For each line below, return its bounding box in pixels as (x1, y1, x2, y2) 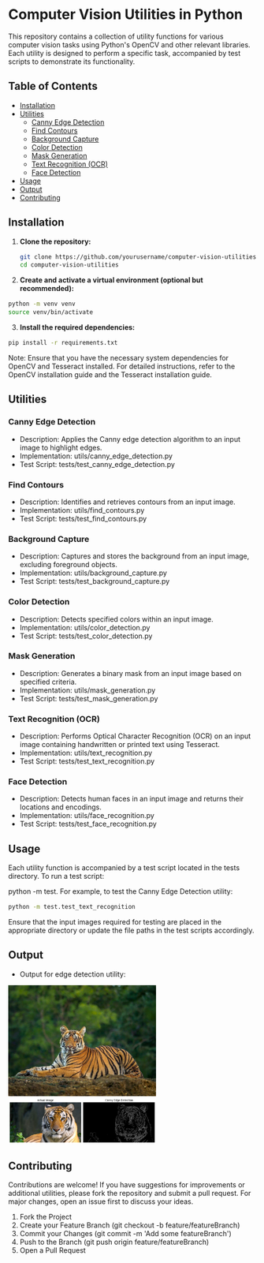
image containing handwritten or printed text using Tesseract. (19, 740, 221, 749)
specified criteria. (19, 677, 77, 686)
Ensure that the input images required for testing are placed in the (8, 917, 222, 927)
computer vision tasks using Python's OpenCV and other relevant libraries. (8, 39, 251, 49)
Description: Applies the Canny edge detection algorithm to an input (19, 434, 241, 443)
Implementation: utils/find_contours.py (19, 505, 145, 514)
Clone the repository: (19, 237, 91, 246)
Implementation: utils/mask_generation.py (19, 685, 156, 695)
